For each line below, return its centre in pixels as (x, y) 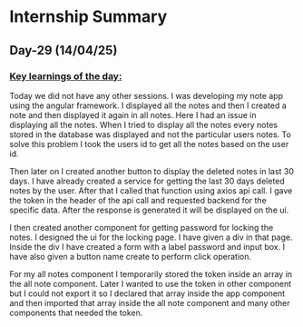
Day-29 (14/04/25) (64, 50)
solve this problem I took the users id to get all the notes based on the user (149, 144)
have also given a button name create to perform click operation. (131, 256)
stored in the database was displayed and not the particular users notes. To (151, 134)
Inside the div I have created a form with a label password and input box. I (147, 246)
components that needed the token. (76, 312)
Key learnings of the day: (66, 76)
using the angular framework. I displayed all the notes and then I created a (148, 105)
